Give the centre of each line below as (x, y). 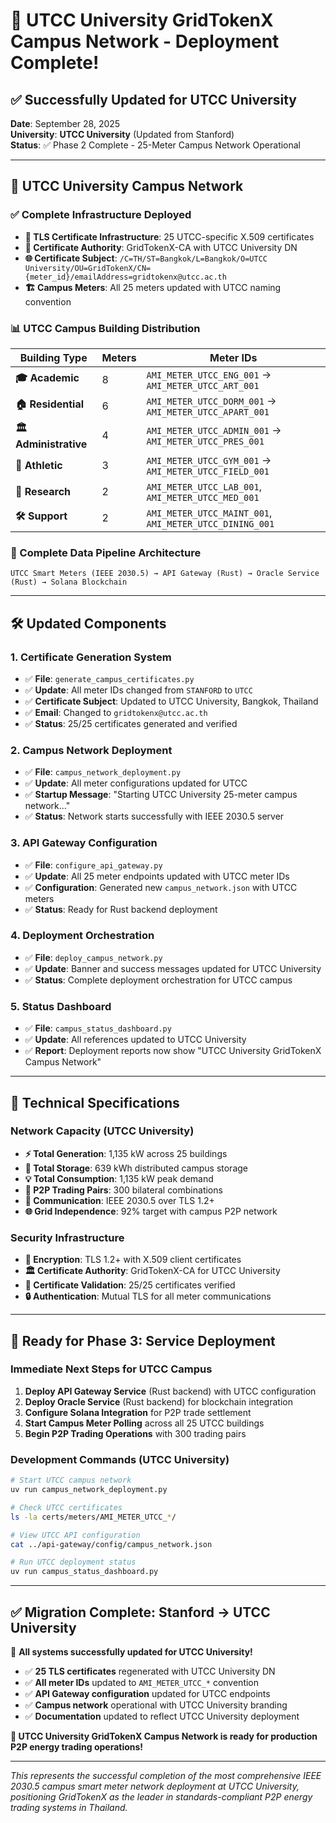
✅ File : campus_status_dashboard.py (98, 1028)
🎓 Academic (47, 378)
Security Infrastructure (67, 1237)
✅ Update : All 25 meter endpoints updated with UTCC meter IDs (157, 876)
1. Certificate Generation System (91, 657)
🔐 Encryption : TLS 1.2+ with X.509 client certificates (133, 1260)
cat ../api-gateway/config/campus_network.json (111, 1544)
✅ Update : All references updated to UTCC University (135, 1040)
